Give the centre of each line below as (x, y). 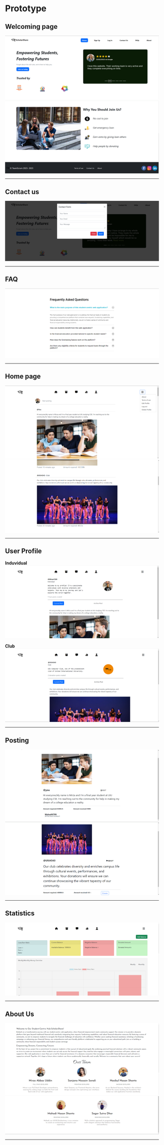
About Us (20, 1014)
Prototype (26, 9)
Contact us (22, 192)
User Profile (24, 551)
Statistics (20, 914)
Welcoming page (31, 27)
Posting (17, 740)
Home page (23, 377)
